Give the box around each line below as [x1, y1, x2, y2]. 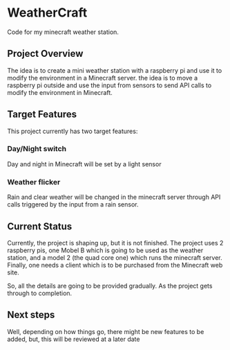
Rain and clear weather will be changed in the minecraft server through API [7, 193, 221, 202]
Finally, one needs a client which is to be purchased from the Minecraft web [7, 261, 223, 269]
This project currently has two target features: [7, 127, 138, 135]
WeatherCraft [7, 5, 88, 21]
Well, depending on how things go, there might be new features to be [7, 327, 204, 335]
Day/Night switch [7, 144, 67, 154]
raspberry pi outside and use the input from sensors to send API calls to [7, 81, 212, 89]
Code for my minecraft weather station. [7, 28, 119, 36]
